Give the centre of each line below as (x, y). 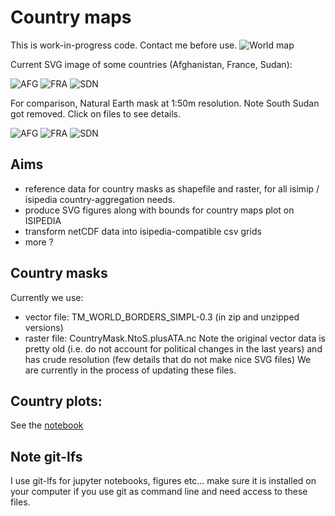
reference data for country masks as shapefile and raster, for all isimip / (172, 188)
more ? (39, 242)
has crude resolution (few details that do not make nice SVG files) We (168, 359)
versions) (44, 327)
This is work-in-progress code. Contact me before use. (124, 45)
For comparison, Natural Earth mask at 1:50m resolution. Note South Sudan (165, 103)
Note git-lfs (46, 456)
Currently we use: (47, 297)
